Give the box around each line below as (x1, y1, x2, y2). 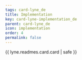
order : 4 (5, 30, 23, 35)
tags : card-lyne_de (5, 7, 46, 12)
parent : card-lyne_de (5, 21, 50, 26)
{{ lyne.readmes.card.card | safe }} (5, 48, 77, 55)
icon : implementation (5, 26, 50, 31)
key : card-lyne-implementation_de (5, 16, 77, 21)
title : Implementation (5, 12, 52, 17)
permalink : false (5, 35, 41, 40)
